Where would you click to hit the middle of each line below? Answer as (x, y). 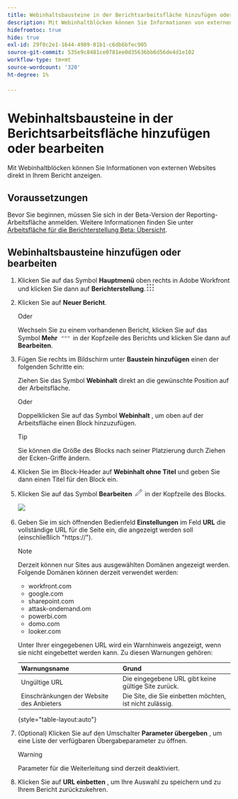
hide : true (23, 38)
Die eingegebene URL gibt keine (170, 678)
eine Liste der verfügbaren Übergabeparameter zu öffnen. (102, 740)
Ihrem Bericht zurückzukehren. (63, 789)
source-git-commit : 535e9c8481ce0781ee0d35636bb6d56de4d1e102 (101, 52)
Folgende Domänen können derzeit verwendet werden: (98, 572)
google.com (46, 594)
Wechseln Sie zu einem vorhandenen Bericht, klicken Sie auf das (112, 330)
